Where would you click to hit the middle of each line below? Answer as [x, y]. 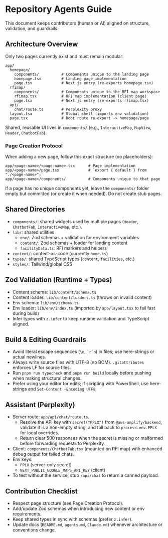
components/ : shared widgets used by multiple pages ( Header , [75, 221]
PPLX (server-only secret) [46, 465]
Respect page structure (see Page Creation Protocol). [68, 503]
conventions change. [34, 530]
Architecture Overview [42, 44]
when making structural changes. [47, 378]
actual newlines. [29, 357]
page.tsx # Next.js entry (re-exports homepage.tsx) [84, 83]
